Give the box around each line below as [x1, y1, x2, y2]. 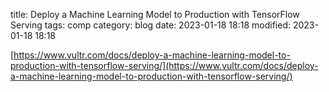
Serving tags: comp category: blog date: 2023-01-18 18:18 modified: [10, 19, 292, 31]
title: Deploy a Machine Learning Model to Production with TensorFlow [10, 9, 300, 20]
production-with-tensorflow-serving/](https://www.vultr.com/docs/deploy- [10, 60, 319, 71]
